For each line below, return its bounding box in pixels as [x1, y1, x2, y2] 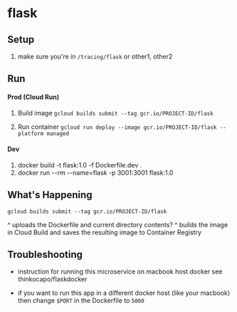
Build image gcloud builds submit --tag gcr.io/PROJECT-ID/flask [17, 108, 214, 117]
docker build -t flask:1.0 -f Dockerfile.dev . [17, 160, 142, 169]
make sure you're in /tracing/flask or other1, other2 [17, 52, 173, 61]
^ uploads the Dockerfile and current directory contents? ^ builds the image [7, 220, 228, 229]
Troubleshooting [7, 249, 83, 261]
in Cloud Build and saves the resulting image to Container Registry [7, 228, 201, 236]
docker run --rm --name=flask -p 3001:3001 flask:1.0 [17, 168, 174, 177]
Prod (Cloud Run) [7, 93, 59, 101]
